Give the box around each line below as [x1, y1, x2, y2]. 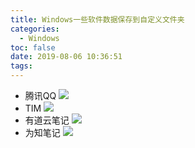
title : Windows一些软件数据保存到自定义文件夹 [10, 14, 185, 25]
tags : [10, 61, 33, 71]
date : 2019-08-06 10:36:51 [10, 52, 123, 62]
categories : [10, 24, 60, 34]
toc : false [10, 42, 56, 53]
